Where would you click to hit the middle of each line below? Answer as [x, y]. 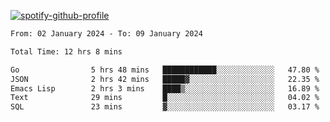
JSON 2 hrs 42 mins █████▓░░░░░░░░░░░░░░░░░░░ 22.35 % [165, 79]
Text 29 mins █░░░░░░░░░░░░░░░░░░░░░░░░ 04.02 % [165, 98]
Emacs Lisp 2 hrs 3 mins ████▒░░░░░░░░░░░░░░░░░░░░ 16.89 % [165, 88]
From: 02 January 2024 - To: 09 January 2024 [106, 34]
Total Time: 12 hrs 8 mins [66, 51]
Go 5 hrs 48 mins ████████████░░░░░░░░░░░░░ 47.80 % [165, 70]
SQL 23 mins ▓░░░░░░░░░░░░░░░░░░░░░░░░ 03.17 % [165, 107]
